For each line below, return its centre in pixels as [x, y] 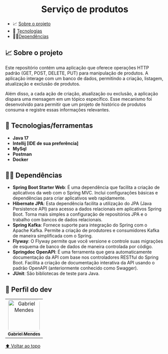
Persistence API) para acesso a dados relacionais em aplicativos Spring [87, 209]
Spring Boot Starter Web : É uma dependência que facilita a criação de [86, 187]
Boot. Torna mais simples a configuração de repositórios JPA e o [80, 214]
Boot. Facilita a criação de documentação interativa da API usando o [83, 263]
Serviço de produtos [85, 9]
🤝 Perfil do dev [29, 289]
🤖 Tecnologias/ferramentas [49, 126]
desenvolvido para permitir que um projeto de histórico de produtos [76, 104]
